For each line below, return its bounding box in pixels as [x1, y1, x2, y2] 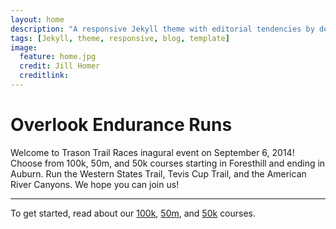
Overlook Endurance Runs [10, 114, 233, 136]
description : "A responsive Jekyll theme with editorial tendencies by [10, 24, 315, 34]
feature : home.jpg [19, 52, 97, 62]
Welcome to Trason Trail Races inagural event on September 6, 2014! [10, 146, 295, 158]
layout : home [10, 14, 65, 25]
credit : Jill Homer [19, 61, 101, 71]
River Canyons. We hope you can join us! [10, 178, 180, 190]
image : [10, 42, 38, 53]
